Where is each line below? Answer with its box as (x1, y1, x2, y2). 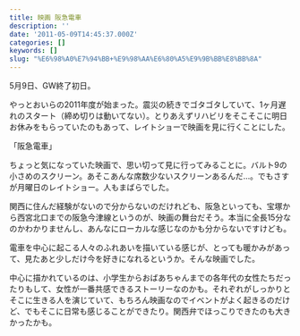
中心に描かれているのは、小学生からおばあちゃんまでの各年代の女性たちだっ (9, 273, 292, 282)
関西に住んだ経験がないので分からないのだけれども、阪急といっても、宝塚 (9, 201, 283, 211)
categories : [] (9, 38, 66, 47)
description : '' (9, 21, 70, 30)
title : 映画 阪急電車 (9, 13, 82, 22)
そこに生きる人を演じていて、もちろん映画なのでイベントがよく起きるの (9, 295, 275, 305)
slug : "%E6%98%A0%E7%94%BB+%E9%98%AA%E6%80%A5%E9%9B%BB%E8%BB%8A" (9, 55, 262, 63)
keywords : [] (9, 46, 58, 55)
